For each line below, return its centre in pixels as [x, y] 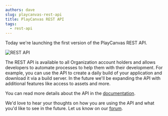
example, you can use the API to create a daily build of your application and [84, 73]
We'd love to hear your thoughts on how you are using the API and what [80, 103]
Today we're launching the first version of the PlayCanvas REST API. [76, 43]
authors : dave [20, 10]
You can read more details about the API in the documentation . [70, 93]
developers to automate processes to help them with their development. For [84, 68]
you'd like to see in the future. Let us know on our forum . [64, 108]
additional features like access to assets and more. [58, 84]
